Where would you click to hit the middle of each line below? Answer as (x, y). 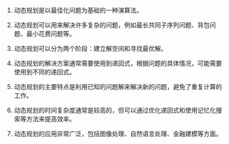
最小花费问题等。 (51, 34)
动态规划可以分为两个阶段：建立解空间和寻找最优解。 (90, 48)
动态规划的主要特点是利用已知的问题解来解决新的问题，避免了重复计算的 (118, 87)
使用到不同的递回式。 (44, 72)
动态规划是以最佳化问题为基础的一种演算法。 (78, 10)
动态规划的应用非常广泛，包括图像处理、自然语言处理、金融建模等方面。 (118, 134)
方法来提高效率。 (51, 119)
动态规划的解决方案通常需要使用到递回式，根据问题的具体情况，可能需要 (118, 63)
